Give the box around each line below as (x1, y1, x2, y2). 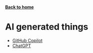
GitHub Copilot (12, 37, 43, 43)
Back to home (5, 4, 34, 10)
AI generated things (5, 22, 89, 32)
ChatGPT (12, 43, 31, 49)
